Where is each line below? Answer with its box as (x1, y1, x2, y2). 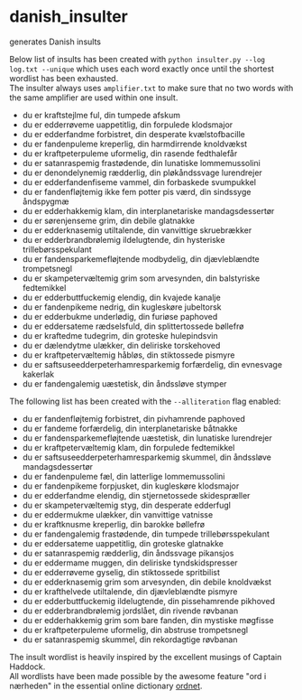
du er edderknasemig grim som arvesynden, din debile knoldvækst (22, 576, 272, 587)
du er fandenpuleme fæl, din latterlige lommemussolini (22, 471, 225, 481)
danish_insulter (9, 6, 128, 27)
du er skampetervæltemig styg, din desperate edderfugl (22, 499, 232, 510)
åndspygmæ (22, 196, 69, 207)
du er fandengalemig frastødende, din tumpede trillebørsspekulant (22, 528, 270, 539)
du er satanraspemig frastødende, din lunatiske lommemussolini (22, 157, 261, 168)
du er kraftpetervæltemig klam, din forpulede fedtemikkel (22, 442, 235, 453)
